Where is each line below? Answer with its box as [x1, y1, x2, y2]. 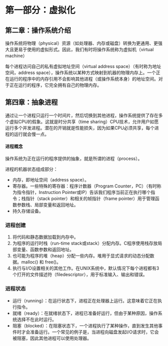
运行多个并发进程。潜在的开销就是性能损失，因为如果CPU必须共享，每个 [5, 124, 155, 130]
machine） [5, 53, 27, 58]
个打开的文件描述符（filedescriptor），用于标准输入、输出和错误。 [12, 271, 147, 277]
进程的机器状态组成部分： [5, 166, 58, 172]
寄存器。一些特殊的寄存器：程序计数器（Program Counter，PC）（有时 [12, 183, 157, 189]
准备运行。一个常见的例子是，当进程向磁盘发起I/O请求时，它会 [29, 328, 159, 335]
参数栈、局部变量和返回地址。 [16, 202, 78, 208]
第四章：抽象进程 [5, 98, 58, 106]
